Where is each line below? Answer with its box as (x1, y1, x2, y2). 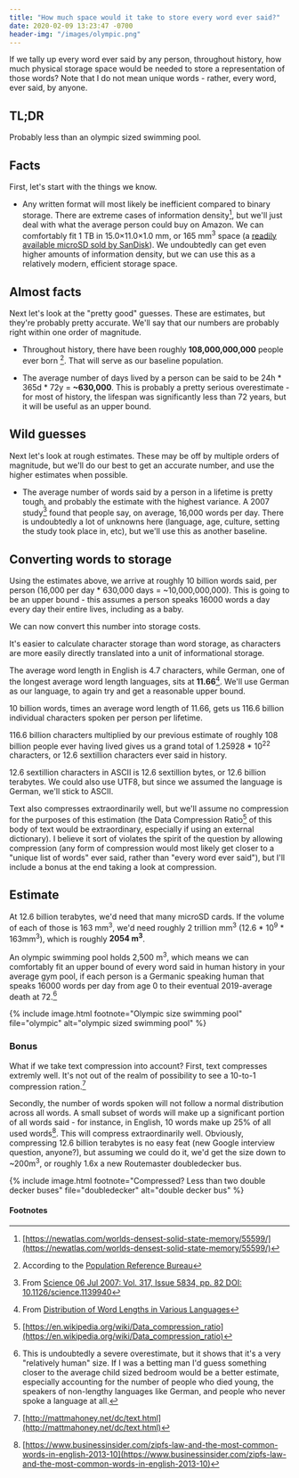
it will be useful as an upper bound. (21, 400, 151, 411)
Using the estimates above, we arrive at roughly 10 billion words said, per (9, 576, 278, 587)
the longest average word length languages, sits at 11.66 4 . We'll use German (9, 675, 289, 686)
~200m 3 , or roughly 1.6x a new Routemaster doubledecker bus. (9, 1156, 242, 1169)
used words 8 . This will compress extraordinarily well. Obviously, (9, 1127, 245, 1139)
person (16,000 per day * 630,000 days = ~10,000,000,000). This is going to (9, 585, 290, 595)
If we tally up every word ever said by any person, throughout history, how (9, 54, 282, 65)
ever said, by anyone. (9, 82, 88, 94)
